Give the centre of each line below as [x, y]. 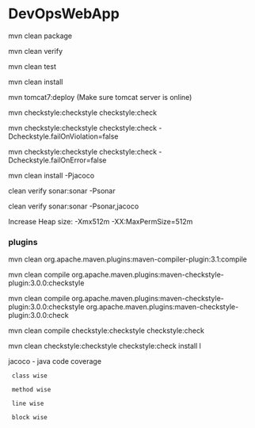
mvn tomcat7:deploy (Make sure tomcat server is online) [100, 97]
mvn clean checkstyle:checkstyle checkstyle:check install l [105, 346]
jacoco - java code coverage [55, 361]
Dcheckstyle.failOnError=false [57, 160]
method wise [31, 390]
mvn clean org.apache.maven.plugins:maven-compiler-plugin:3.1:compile [128, 259]
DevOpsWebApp [64, 14]
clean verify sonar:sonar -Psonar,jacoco [74, 206]
